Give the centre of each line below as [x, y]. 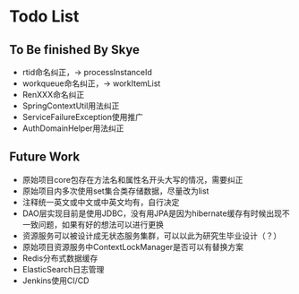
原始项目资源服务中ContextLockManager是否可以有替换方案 [133, 246]
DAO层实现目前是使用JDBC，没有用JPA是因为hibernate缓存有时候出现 [152, 213]
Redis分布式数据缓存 [60, 258]
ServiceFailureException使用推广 [83, 117]
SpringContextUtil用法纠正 [71, 106]
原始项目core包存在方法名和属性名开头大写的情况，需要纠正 [132, 179]
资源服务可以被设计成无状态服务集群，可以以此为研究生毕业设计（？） [152, 236]
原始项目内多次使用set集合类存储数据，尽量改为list [115, 191]
